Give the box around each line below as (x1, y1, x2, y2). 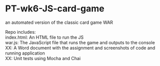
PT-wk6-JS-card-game (5, 3, 104, 14)
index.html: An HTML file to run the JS (5, 34, 84, 40)
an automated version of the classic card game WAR (5, 19, 113, 25)
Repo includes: (5, 29, 36, 35)
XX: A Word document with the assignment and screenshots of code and (5, 45, 155, 51)
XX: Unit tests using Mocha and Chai (5, 55, 81, 61)
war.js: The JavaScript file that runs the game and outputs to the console (5, 39, 155, 45)
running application (5, 50, 45, 56)
